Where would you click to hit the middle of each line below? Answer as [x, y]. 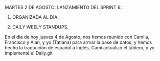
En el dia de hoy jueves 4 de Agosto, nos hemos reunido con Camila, [77, 37]
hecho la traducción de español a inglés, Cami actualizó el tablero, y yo [80, 48]
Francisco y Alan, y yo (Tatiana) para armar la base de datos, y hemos [78, 42]
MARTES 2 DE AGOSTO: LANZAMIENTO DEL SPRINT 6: [63, 7]
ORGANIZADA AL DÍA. [36, 17]
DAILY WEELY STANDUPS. [40, 27]
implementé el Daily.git [29, 53]
